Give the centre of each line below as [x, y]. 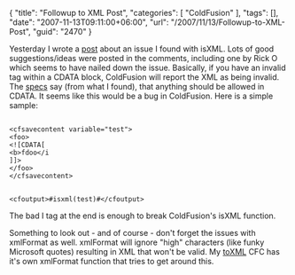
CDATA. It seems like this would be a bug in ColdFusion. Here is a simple [141, 96]
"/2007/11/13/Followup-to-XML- [228, 22]
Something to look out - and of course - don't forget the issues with [132, 233]
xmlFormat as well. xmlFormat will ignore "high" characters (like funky [137, 242]
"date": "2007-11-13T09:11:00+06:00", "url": [89, 22]
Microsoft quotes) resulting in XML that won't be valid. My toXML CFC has [145, 251]
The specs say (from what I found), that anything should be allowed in [137, 86]
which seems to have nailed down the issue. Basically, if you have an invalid [147, 67]
